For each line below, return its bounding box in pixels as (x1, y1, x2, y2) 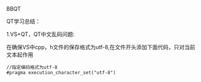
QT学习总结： (6, 18, 41, 25)
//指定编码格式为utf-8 (6, 64, 58, 70)
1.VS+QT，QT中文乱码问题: (6, 30, 75, 38)
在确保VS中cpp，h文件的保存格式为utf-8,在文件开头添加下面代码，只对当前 (6, 44, 196, 50)
